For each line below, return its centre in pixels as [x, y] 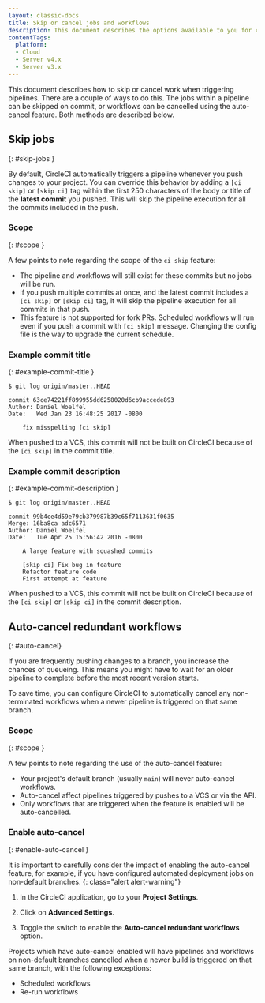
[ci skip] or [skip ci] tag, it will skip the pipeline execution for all [128, 300]
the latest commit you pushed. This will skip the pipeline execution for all [127, 199]
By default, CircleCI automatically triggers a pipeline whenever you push [125, 174]
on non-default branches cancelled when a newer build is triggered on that [130, 960]
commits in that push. [55, 309]
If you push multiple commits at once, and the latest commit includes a [134, 292]
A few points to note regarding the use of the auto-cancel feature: [115, 763]
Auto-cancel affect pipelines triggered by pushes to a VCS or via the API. [138, 795]
